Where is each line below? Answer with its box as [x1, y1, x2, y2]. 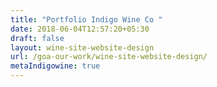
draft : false [10, 33, 65, 43]
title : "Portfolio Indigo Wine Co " [10, 14, 163, 25]
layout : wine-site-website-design [10, 42, 155, 53]
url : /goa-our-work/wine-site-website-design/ [10, 52, 208, 62]
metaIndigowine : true [10, 61, 101, 71]
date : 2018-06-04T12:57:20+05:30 [10, 24, 150, 34]
